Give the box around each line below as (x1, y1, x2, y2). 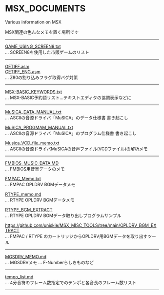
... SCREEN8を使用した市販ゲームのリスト (5, 49, 89, 55)
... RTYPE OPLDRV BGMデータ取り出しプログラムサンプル (5, 213, 122, 218)
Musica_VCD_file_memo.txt (5, 140, 60, 146)
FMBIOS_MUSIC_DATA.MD (5, 160, 59, 166)
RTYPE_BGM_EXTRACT (5, 207, 53, 213)
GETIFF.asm (5, 63, 30, 69)
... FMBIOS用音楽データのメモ (5, 166, 65, 172)
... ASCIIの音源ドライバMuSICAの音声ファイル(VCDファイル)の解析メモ (5, 146, 148, 152)
